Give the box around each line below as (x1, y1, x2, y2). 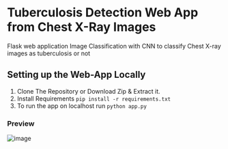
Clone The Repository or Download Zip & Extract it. (16, 87, 160, 95)
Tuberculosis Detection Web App (7, 5, 199, 21)
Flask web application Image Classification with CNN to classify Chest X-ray (7, 42, 222, 50)
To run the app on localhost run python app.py (16, 101, 147, 110)
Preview (7, 118, 35, 128)
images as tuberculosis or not (7, 49, 91, 57)
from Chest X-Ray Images (7, 19, 156, 35)
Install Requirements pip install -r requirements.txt (16, 94, 171, 103)
